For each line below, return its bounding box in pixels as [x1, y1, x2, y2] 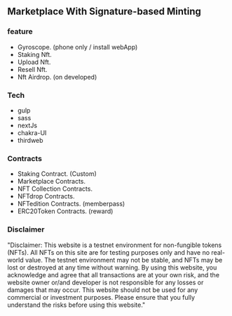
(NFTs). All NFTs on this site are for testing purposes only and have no [7, 248, 210, 256]
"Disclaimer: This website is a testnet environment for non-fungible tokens [7, 241, 222, 249]
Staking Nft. [17, 50, 53, 58]
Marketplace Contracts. [17, 177, 86, 186]
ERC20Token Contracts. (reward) [17, 207, 114, 215]
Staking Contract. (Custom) [17, 170, 97, 178]
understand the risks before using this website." [7, 301, 146, 309]
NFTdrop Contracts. [17, 192, 75, 201]
